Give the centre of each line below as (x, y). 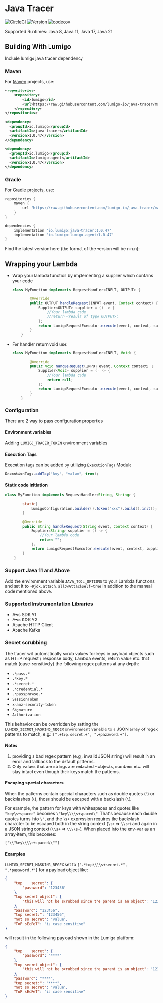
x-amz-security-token (34, 704)
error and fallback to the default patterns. (53, 761)
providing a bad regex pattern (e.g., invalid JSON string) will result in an (83, 756)
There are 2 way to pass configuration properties (54, 421)
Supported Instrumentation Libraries (49, 604)
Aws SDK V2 (24, 620)
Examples (15, 854)
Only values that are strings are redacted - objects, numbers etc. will (81, 766)
